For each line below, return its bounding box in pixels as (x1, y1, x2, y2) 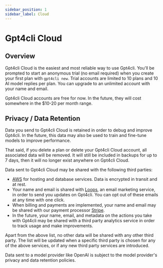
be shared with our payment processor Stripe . (12, 208, 105, 213)
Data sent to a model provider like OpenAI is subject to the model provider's (5, 252, 158, 258)
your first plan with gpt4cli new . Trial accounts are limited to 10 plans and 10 (5, 75, 158, 81)
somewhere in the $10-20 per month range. (5, 100, 93, 106)
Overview (5, 52, 36, 60)
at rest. (12, 181, 27, 188)
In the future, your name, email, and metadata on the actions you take (12, 212, 152, 218)
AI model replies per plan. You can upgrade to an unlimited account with (5, 80, 150, 86)
